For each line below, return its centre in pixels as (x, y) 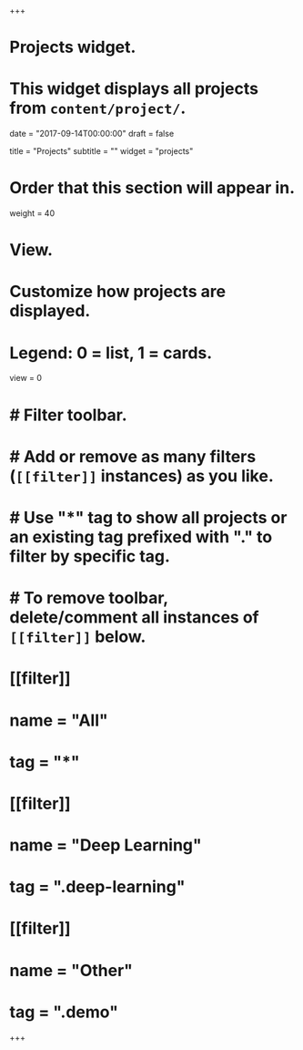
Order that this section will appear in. (152, 188)
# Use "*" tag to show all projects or (148, 517)
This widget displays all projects (134, 89)
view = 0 (26, 378)
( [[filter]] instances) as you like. (142, 476)
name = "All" (59, 720)
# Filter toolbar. (68, 415)
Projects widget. (73, 47)
